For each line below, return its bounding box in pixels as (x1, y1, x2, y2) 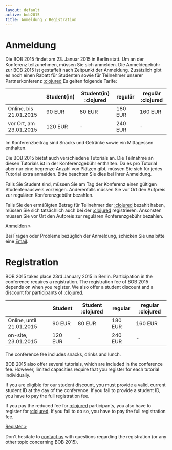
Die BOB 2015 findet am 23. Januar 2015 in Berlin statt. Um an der (5, 56, 144, 62)
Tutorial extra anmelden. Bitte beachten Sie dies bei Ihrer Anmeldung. (5, 171, 152, 178)
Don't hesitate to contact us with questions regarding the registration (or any (5, 434, 167, 440)
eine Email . (5, 238, 29, 244)
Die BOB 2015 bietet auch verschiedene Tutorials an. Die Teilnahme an (5, 155, 154, 161)
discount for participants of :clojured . (5, 289, 84, 296)
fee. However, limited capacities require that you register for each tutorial (5, 366, 160, 373)
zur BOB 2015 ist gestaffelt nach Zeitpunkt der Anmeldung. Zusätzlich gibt (5, 67, 162, 73)
